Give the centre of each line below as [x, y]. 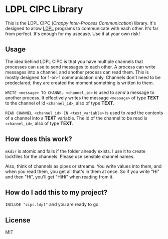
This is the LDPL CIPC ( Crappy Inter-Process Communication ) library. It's [81, 23]
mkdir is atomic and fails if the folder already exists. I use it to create [75, 151]
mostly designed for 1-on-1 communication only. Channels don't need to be [83, 77]
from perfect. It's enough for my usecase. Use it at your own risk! [73, 33]
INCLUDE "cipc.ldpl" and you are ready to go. [53, 204]
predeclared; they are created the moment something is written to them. [80, 82]
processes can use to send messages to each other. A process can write [80, 66]
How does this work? [39, 139]
